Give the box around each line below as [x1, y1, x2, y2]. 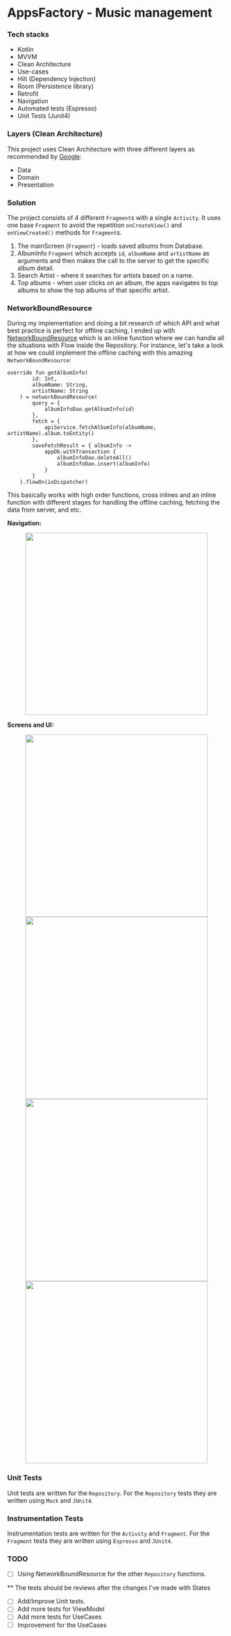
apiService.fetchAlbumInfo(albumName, [44, 424, 157, 431]
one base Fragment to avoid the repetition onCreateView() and [7, 221, 182, 230]
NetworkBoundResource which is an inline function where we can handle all [7, 334, 225, 342]
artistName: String [32, 387, 89, 395]
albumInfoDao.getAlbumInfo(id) [44, 406, 135, 413]
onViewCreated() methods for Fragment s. [7, 228, 122, 237]
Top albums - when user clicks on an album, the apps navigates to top [17, 279, 219, 287]
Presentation [17, 180, 54, 189]
